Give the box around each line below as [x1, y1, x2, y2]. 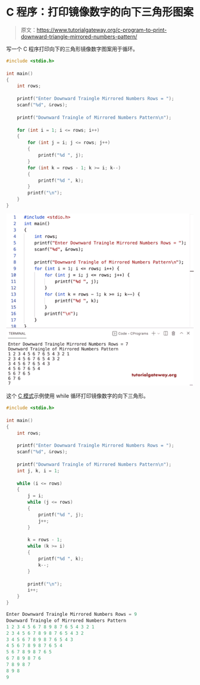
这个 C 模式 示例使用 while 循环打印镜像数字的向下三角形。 [6, 392, 149, 399]
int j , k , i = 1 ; [17, 467, 60, 474]
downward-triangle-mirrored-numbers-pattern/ [20, 33, 137, 40]
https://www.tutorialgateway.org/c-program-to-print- [36, 26, 167, 33]
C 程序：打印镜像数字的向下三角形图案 [6, 5, 194, 19]
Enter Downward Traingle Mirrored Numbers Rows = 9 [6, 612, 137, 618]
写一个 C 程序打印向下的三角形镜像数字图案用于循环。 [6, 45, 139, 52]
